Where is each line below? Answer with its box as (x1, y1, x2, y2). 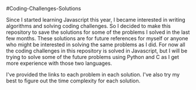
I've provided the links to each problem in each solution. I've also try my (6, 71, 180, 78)
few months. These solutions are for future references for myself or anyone (6, 35, 188, 41)
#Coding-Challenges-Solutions (6, 5, 81, 12)
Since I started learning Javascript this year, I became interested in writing (6, 16, 186, 23)
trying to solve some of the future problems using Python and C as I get (6, 54, 179, 60)
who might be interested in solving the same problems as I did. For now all (6, 41, 186, 48)
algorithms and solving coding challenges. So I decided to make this (6, 23, 171, 29)
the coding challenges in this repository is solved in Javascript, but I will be (6, 47, 188, 54)
